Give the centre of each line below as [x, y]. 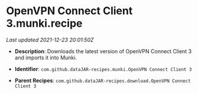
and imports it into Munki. [46, 57]
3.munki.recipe [44, 23]
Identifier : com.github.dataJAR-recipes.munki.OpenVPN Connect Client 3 [103, 69]
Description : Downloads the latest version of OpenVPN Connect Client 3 [103, 51]
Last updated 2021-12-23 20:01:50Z [50, 40]
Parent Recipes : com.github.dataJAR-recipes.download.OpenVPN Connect [103, 80]
